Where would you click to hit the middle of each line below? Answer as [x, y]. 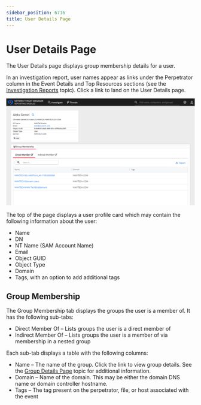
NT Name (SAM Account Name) [54, 246]
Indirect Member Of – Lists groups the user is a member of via [91, 335]
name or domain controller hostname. [61, 384]
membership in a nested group [53, 341]
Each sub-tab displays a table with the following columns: [77, 353]
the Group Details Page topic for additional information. [83, 371]
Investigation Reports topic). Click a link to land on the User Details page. [96, 90]
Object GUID [30, 258]
